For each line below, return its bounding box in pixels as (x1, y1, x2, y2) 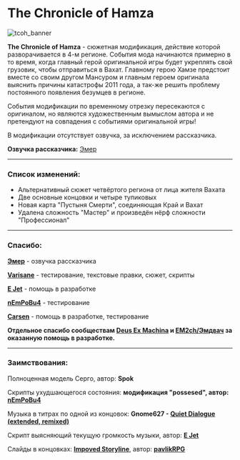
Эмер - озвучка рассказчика (7, 256, 96, 265)
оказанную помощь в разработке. (7, 334, 116, 342)
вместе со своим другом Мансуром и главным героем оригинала (7, 73, 209, 81)
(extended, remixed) (7, 416, 69, 426)
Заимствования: (7, 358, 69, 368)
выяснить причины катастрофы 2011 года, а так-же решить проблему (7, 80, 220, 89)
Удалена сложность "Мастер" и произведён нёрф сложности (17, 209, 206, 217)
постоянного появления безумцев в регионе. (7, 88, 146, 96)
